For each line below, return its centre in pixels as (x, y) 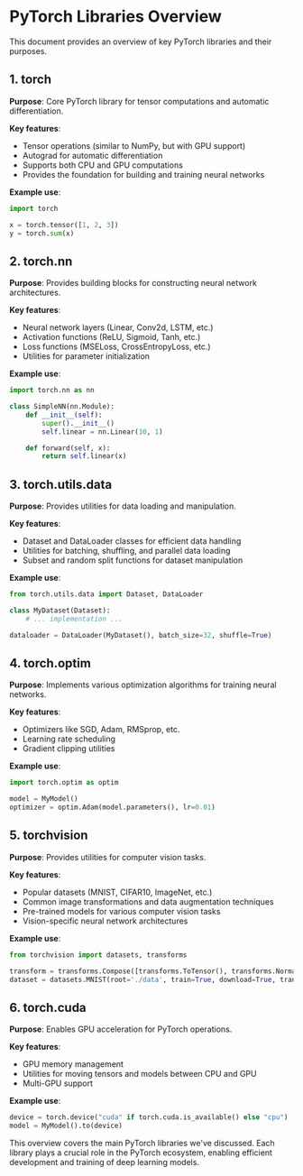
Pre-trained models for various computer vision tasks (121, 911)
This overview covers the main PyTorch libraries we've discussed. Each (142, 1144)
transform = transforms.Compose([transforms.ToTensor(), (119, 971)
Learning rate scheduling (69, 739)
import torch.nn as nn (52, 390)
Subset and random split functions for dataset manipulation (133, 560)
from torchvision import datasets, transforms (98, 955)
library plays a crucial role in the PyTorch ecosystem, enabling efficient (141, 1153)
